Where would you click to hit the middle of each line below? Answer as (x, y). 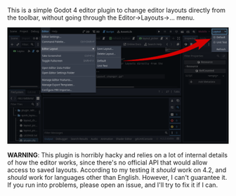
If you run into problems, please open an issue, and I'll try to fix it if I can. (113, 185)
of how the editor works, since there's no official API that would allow (107, 163)
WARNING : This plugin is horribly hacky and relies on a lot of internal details (118, 155)
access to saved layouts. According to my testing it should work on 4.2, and (117, 170)
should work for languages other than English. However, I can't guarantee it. (117, 178)
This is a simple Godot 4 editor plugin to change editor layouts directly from (117, 10)
